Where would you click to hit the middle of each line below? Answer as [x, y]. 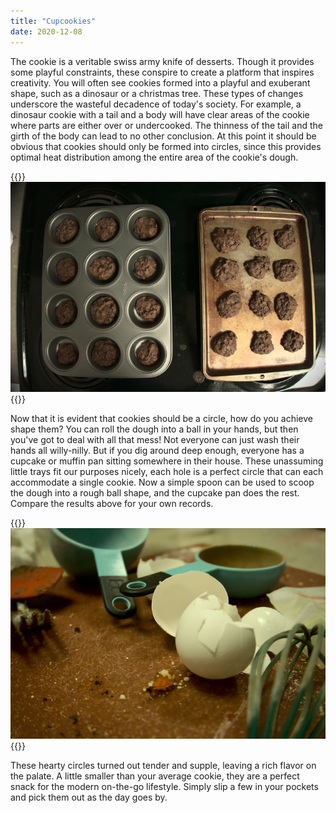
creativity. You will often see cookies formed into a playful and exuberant [160, 82]
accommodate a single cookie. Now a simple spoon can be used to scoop [162, 482]
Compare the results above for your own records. [112, 504]
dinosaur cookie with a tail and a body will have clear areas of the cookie [160, 114]
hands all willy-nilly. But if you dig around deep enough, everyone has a [157, 451]
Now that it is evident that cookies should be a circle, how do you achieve [161, 419]
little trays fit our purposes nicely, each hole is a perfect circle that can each [167, 472]
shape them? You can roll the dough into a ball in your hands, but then [154, 429]
